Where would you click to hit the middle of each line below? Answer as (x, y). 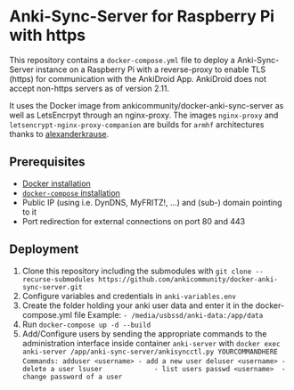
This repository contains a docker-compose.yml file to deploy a (122, 60)
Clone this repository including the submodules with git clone (137, 271)
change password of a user (72, 377)
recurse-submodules (58, 279)
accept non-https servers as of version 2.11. (90, 88)
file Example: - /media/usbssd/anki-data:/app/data (169, 314)
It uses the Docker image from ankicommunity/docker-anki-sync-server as (147, 105)
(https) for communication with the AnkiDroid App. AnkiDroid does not (138, 78)
